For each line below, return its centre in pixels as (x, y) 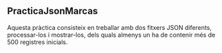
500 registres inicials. (37, 42)
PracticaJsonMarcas (53, 11)
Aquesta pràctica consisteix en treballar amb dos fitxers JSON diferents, (109, 27)
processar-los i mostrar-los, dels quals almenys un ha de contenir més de (111, 35)
